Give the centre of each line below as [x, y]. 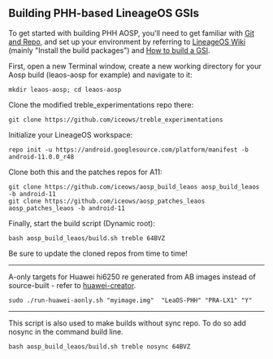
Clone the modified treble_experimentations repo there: [101, 104]
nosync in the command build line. [66, 331]
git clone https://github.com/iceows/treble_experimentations [116, 120]
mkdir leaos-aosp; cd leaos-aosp [65, 90]
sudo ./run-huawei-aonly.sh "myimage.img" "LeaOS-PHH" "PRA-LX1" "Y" [130, 300]
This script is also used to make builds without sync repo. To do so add [127, 323]
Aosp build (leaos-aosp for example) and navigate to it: [100, 74]
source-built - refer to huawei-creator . [72, 285]
